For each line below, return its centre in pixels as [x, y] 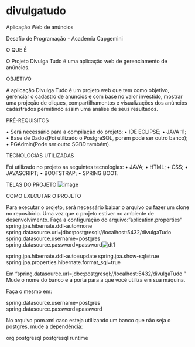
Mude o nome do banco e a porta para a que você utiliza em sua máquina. [96, 279]
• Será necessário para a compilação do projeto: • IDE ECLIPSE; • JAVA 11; [96, 132]
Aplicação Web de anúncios [40, 27]
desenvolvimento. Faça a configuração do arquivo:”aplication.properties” [94, 220]
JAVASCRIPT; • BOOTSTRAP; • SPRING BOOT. [62, 173]
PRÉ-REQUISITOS [28, 120]
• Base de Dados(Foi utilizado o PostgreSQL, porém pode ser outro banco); [97, 138]
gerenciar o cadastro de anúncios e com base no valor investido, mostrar [94, 96]
